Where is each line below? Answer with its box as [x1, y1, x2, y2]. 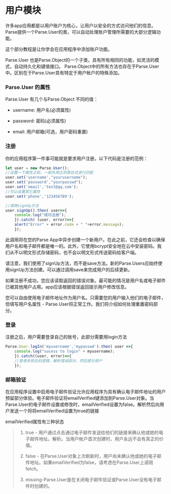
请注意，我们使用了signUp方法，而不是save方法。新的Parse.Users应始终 [5, 260, 158, 266]
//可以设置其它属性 [5, 189, 41, 194]
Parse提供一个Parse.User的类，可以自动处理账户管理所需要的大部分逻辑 [5, 29, 157, 35]
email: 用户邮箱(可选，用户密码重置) [12, 128, 88, 135]
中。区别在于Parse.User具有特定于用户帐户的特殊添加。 [5, 69, 122, 75]
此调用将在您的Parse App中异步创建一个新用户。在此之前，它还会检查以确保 [5, 237, 165, 243]
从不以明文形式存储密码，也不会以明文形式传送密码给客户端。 [9, 249, 139, 255]
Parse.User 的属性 [5, 84, 51, 91]
